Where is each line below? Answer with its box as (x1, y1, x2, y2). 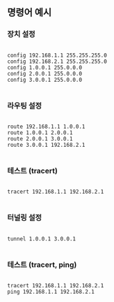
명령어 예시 (7, 6, 52, 19)
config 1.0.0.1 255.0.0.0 (7, 64, 82, 71)
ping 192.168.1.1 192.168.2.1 (7, 288, 95, 295)
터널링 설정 (7, 213, 42, 222)
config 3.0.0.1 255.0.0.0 (7, 76, 82, 83)
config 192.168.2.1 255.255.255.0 (7, 58, 108, 65)
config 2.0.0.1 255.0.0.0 (7, 70, 82, 77)
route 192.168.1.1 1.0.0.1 (7, 123, 85, 130)
